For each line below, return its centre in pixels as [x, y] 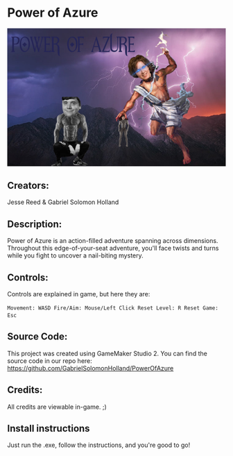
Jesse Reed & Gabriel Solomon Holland [63, 202]
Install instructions [49, 428]
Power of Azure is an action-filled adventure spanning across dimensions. [113, 241]
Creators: [28, 185]
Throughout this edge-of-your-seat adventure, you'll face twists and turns [113, 248]
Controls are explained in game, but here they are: [79, 294]
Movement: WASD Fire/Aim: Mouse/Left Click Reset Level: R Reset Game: [113, 308]
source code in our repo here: [50, 361]
